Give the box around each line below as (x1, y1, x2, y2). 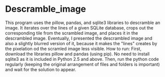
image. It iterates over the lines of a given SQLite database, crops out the (5, 25, 154, 30)
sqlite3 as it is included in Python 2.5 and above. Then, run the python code (5, 56, 159, 62)
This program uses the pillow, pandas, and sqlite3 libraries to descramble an (5, 20, 161, 26)
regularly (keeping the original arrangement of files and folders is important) (5, 61, 160, 67)
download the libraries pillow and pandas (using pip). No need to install (5, 51, 150, 57)
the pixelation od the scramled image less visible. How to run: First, (5, 46, 142, 51)
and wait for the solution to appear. (5, 66, 77, 72)
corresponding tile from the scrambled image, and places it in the (5, 30, 138, 36)
